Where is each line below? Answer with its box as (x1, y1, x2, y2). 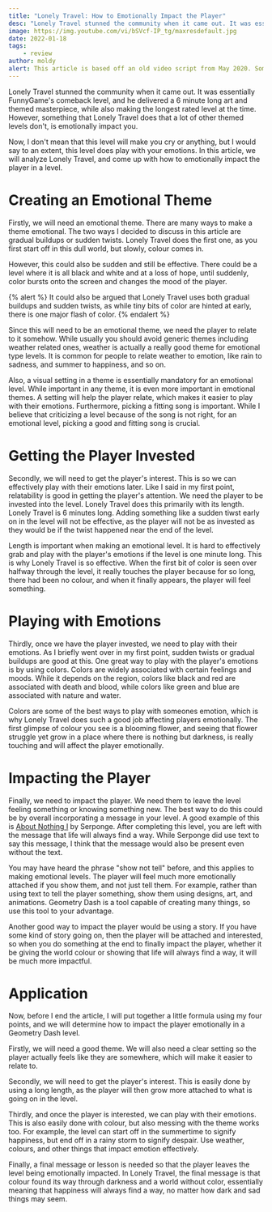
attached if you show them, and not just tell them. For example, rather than (8, 880, 257, 890)
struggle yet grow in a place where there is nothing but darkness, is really (8, 732, 253, 742)
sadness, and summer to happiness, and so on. (8, 359, 166, 369)
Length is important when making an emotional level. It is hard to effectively (8, 540, 261, 551)
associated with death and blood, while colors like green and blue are (8, 682, 240, 691)
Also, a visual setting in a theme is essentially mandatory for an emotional (8, 375, 253, 385)
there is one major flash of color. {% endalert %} (8, 309, 170, 319)
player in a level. (8, 163, 63, 172)
